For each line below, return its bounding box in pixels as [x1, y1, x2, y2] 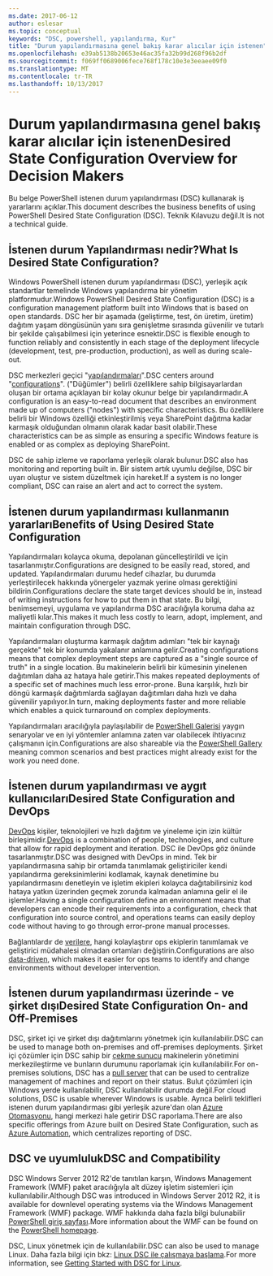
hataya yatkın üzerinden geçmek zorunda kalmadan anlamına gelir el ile [8, 886, 248, 896]
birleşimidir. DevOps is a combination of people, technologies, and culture [8, 834, 254, 845]
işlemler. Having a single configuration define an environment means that [8, 895, 251, 905]
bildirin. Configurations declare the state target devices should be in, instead [8, 586, 262, 596]
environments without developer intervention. [8, 962, 161, 972]
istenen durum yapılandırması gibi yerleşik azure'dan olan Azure [8, 1102, 223, 1112]
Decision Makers [8, 167, 124, 185]
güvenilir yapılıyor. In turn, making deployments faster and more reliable [8, 697, 246, 707]
